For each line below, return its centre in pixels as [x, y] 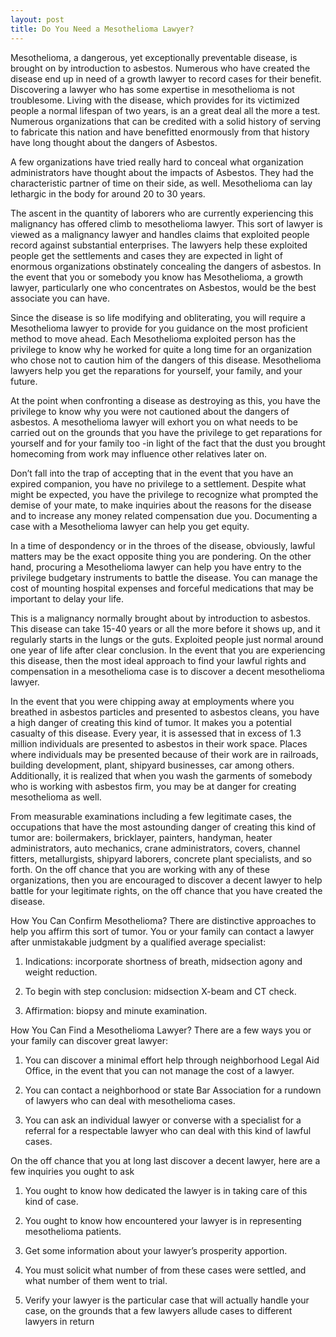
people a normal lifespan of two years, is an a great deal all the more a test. [165, 110]
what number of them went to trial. [96, 1280]
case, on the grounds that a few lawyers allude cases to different [158, 1310]
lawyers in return [59, 1321]
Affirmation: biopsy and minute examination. [116, 1010]
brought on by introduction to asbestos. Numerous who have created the [160, 68]
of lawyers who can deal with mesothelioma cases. [130, 1100]
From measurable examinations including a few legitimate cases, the [151, 816]
